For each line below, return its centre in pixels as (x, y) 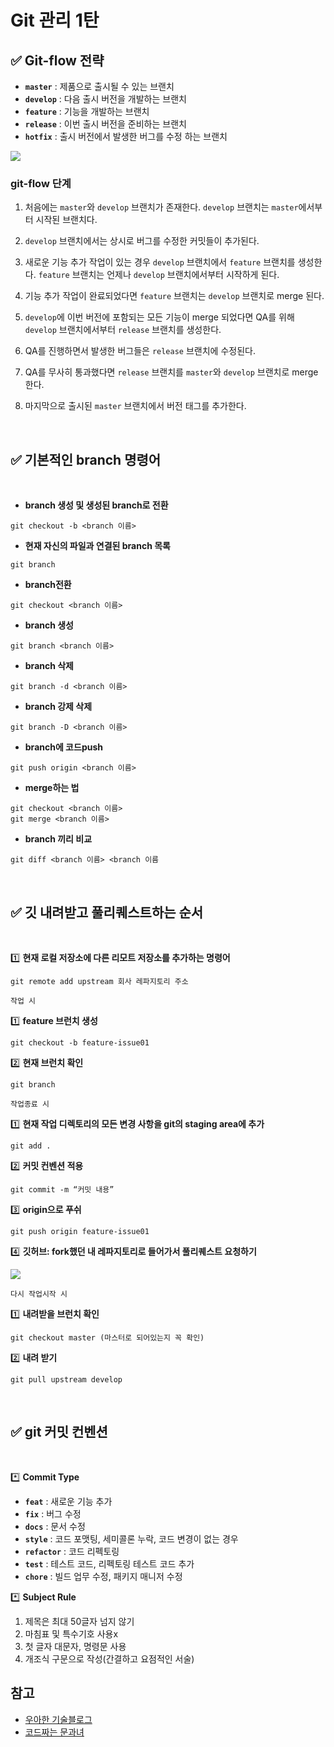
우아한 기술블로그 (58, 1719)
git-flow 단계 (41, 183)
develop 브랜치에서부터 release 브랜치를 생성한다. (123, 330)
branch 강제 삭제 (58, 707)
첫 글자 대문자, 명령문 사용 (75, 1646)
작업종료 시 (30, 1104)
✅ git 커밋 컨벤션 (59, 1432)
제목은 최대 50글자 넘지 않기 (79, 1621)
